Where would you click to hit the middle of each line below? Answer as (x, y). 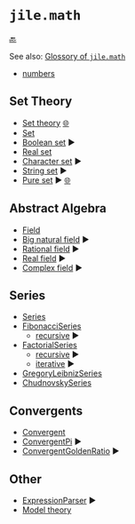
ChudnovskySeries (56, 383)
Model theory (47, 510)
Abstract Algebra (58, 208)
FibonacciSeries (52, 326)
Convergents (46, 411)
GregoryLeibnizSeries (62, 373)
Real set (37, 151)
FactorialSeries (49, 345)
